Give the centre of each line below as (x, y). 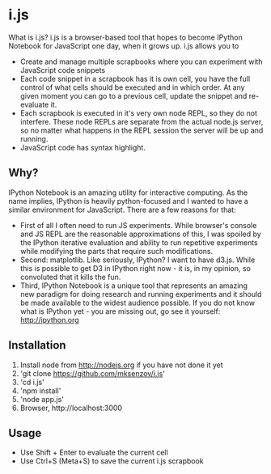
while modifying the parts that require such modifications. (116, 251)
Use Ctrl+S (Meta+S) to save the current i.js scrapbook (112, 461)
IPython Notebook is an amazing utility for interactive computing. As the (128, 193)
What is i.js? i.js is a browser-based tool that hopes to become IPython (125, 37)
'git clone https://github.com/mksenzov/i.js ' (93, 373)
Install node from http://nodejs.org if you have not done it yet (122, 365)
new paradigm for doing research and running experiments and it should (141, 294)
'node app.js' (42, 399)
